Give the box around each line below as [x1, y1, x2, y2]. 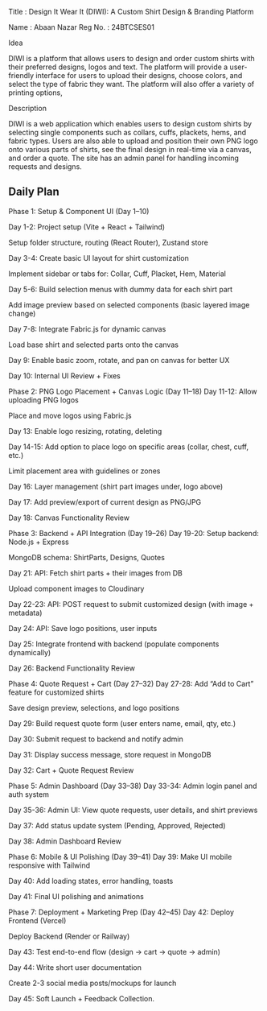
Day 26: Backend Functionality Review [8, 663, 135, 673]
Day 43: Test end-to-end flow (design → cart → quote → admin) [8, 947, 221, 956]
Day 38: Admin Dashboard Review [8, 836, 122, 846]
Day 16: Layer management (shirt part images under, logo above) [8, 481, 224, 491]
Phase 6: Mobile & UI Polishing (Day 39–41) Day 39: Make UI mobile [8, 852, 232, 861]
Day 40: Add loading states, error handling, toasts [8, 876, 174, 885]
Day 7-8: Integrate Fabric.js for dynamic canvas [8, 324, 166, 333]
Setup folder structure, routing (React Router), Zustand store [8, 237, 209, 247]
